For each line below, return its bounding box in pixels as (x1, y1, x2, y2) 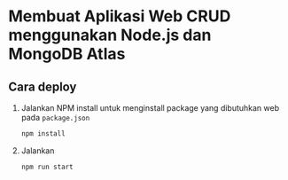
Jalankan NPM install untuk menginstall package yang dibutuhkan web (20, 103, 280, 113)
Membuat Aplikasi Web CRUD (8, 6, 231, 27)
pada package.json (20, 113, 90, 122)
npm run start (20, 162, 74, 171)
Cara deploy (8, 79, 77, 94)
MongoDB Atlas (8, 44, 126, 64)
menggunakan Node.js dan (8, 25, 212, 45)
